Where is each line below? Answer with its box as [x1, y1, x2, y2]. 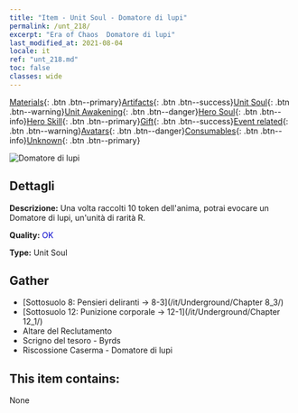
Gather [9, 272, 50, 289]
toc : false [9, 64, 51, 73]
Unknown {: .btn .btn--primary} [26, 134, 141, 145]
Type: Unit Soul [9, 247, 68, 258]
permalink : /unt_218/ [9, 22, 91, 31]
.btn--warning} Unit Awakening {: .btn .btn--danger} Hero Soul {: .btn [9, 106, 258, 117]
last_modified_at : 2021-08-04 [9, 38, 124, 48]
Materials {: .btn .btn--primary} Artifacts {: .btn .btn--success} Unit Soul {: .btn [9, 96, 291, 107]
